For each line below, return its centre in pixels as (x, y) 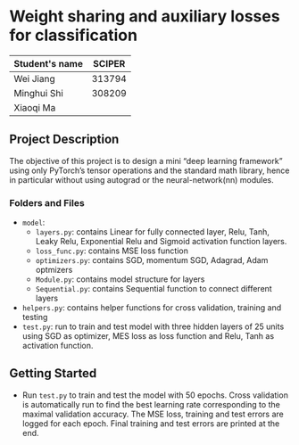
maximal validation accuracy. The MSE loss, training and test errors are (153, 414)
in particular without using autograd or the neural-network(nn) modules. (141, 179)
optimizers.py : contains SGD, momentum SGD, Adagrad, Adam (152, 260)
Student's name (48, 63)
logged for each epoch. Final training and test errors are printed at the (151, 423)
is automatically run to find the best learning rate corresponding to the (151, 404)
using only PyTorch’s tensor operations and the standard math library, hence (149, 170)
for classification (74, 35)
